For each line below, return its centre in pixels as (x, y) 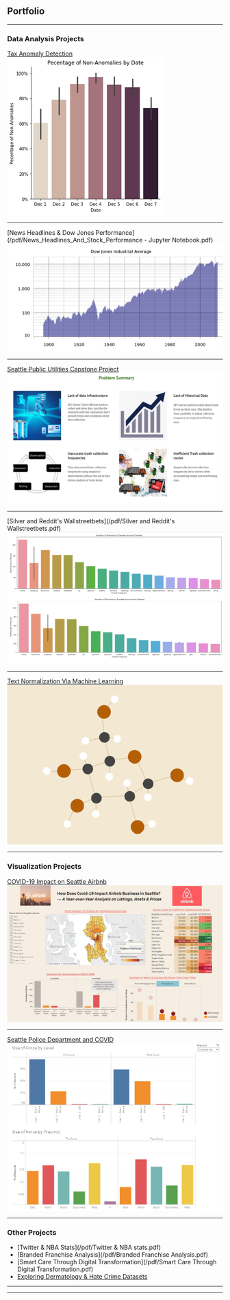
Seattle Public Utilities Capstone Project (63, 369)
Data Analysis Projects (46, 38)
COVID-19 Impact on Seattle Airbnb (57, 881)
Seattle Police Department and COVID (61, 1040)
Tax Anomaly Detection (40, 54)
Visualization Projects (44, 867)
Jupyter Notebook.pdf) (181, 240)
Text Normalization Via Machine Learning (65, 681)
